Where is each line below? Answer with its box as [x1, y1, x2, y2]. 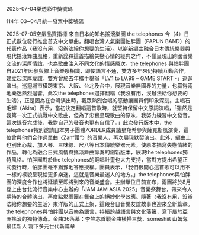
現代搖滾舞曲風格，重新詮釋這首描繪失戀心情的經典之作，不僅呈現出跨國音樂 [6, 53, 193, 59]
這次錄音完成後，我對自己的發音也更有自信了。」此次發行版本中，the [6, 119, 173, 126]
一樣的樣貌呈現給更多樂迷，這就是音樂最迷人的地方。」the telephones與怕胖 [6, 171, 191, 178]
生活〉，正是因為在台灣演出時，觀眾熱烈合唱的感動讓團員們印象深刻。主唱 [6, 97, 185, 104]
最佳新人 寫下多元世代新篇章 [6, 223, 75, 230]
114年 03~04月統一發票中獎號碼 [6, 18, 84, 25]
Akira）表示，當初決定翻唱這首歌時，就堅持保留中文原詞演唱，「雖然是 [21, 104, 192, 111]
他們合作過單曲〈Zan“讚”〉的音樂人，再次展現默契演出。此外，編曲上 [21, 134, 191, 141]
